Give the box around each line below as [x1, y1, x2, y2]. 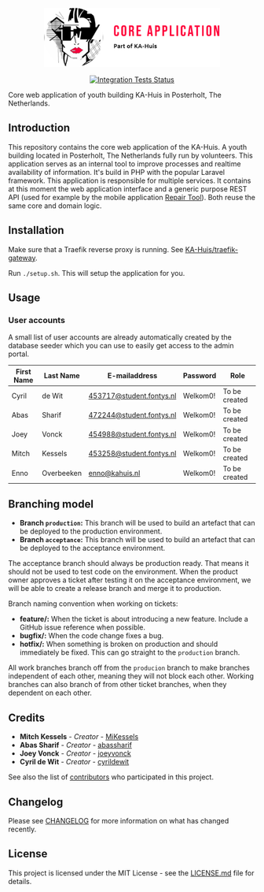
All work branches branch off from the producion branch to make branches [8, 663, 250, 673]
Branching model [8, 497, 94, 511]
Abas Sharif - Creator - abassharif [19, 741, 132, 750]
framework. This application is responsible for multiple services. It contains [8, 176, 251, 185]
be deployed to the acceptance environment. [19, 544, 166, 553]
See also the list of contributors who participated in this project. [8, 772, 214, 782]
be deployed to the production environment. [19, 526, 163, 536]
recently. [8, 824, 37, 834]
